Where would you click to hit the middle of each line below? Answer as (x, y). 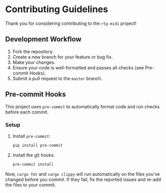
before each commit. (27, 112)
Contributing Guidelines (57, 9)
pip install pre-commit (38, 145)
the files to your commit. (31, 185)
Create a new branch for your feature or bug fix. (63, 57)
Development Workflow (44, 39)
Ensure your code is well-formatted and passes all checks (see (78, 67)
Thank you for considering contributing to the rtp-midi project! (71, 23)
